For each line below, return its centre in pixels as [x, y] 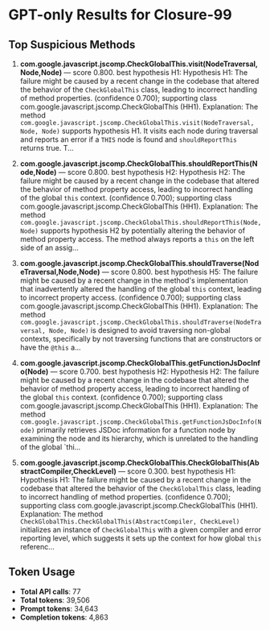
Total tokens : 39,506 [55, 600]
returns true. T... [47, 148]
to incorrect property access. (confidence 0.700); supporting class [131, 297]
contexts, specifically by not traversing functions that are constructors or [141, 339]
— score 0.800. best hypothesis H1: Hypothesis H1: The [156, 73]
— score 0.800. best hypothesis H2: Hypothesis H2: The [152, 172]
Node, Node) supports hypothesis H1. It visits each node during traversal [139, 131]
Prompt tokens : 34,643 [59, 608]
